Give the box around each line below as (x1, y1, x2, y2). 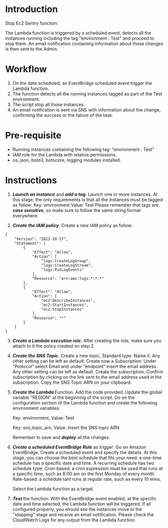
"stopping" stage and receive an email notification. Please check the (12, 511, 154, 517)
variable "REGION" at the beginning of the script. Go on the (12, 394, 135, 400)
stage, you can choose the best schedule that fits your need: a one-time (12, 455, 162, 461)
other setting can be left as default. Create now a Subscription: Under (12, 358, 156, 364)
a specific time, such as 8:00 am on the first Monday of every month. (12, 471, 155, 477)
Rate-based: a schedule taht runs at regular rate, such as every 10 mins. (12, 476, 161, 482)
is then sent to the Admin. (5, 46, 59, 52)
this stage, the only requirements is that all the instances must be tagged (12, 196, 163, 202)
